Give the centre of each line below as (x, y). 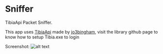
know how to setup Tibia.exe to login (42, 37)
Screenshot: (17, 46)
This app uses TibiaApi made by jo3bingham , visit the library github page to (81, 32)
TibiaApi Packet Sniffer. (29, 22)
